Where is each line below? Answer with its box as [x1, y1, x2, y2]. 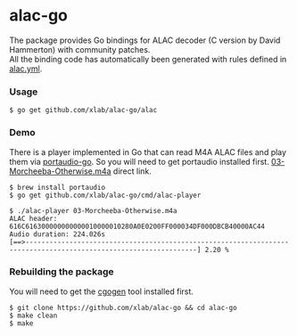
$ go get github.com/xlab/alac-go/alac [9, 106, 158, 115]
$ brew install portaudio [9, 183, 105, 192]
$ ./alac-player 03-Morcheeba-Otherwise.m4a [9, 206, 177, 215]
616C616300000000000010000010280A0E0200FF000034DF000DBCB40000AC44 [9, 222, 266, 231]
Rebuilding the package [9, 266, 114, 278]
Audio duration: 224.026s [9, 229, 105, 239]
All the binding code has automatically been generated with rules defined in [9, 53, 287, 64]
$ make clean [9, 311, 58, 320]
